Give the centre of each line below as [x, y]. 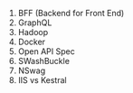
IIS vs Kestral [42, 80]
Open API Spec [46, 51]
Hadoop [33, 32]
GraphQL [35, 23]
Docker [32, 42]
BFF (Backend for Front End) [71, 13]
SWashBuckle [44, 61]
